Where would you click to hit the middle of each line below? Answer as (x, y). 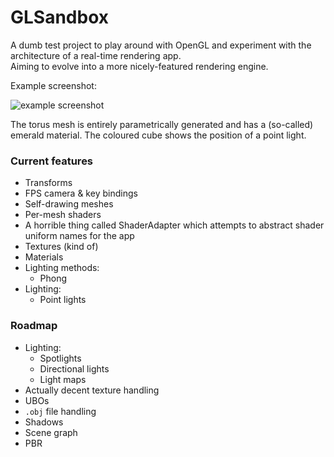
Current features (52, 161)
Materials (44, 257)
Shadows (44, 422)
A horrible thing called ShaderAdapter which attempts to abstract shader (174, 225)
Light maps (63, 379)
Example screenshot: (53, 85)
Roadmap (34, 326)
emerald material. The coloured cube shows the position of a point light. (158, 135)
